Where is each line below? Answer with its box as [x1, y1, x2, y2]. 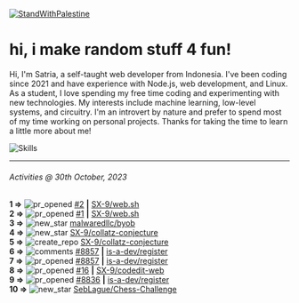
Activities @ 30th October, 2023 [9, 171, 127, 182]
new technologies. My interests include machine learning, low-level [9, 97, 256, 108]
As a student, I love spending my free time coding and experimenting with [9, 87, 280, 98]
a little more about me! [9, 125, 92, 136]
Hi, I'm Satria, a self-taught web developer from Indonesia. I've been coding [9, 68, 287, 79]
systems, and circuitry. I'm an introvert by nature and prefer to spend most [9, 107, 282, 117]
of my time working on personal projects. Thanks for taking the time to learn [9, 116, 288, 126]
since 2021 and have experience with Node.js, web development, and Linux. [9, 78, 288, 89]
